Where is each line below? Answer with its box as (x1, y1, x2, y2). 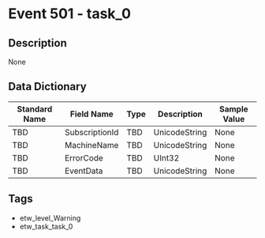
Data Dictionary (8, 80, 87, 93)
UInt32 (153, 152, 180, 163)
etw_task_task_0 (19, 221, 73, 231)
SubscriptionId (64, 127, 119, 138)
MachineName (64, 139, 119, 150)
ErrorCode (64, 152, 104, 163)
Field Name (69, 108, 114, 119)
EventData (64, 165, 103, 176)
